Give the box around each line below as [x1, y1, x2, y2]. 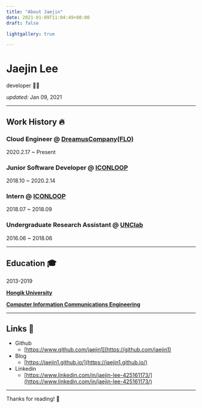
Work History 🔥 [6, 117, 65, 127]
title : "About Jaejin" [6, 8, 63, 15]
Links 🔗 [6, 323, 34, 334]
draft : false [6, 20, 39, 26]
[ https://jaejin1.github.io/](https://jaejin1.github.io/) [23, 359, 148, 366]
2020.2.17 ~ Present [6, 148, 56, 155]
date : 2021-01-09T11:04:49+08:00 [6, 14, 90, 20]
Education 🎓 [6, 258, 57, 268]
